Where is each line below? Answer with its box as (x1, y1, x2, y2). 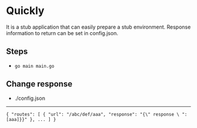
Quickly (6, 4, 45, 18)
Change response (6, 79, 73, 89)
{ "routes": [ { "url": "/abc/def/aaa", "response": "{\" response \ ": (6, 111, 188, 117)
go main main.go (14, 63, 55, 69)
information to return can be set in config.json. (6, 29, 118, 36)
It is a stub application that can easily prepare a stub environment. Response (6, 23, 191, 30)
